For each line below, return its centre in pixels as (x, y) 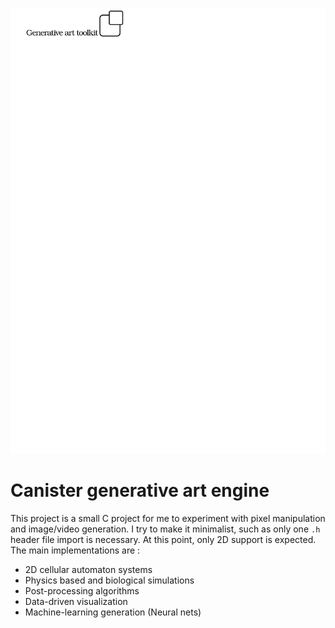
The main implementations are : (75, 550)
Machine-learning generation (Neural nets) (113, 612)
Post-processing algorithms (82, 590)
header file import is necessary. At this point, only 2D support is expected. (163, 539)
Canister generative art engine (140, 490)
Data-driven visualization (76, 601)
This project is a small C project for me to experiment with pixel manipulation (168, 518)
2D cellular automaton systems (88, 569)
